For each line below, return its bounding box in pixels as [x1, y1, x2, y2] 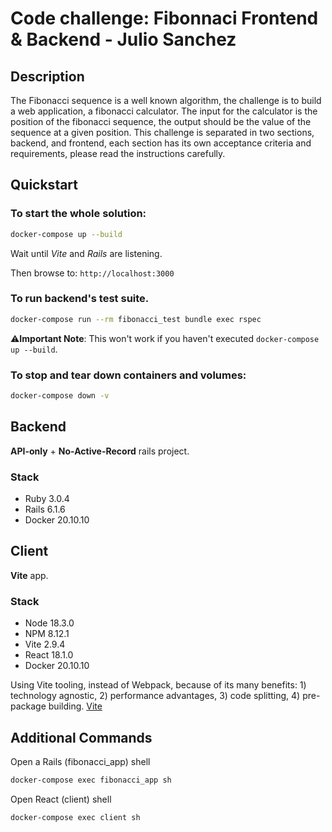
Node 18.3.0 [24, 617, 75, 629]
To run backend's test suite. [10, 292, 150, 306]
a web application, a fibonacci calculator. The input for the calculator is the [10, 105, 318, 117]
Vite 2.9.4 [24, 638, 66, 651]
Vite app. [10, 569, 49, 581]
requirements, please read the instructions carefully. [10, 148, 226, 159]
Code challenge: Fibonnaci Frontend [10, 7, 319, 30]
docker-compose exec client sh [10, 812, 141, 822]
